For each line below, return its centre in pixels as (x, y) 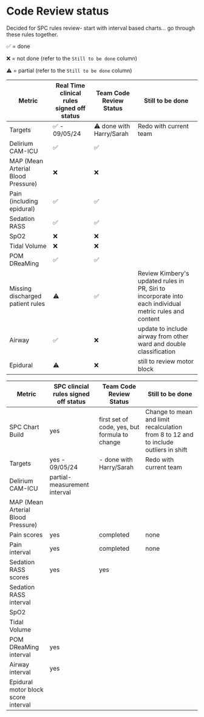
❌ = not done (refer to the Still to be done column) (72, 58)
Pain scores (26, 534)
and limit (158, 419)
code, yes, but (119, 427)
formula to (114, 434)
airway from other (163, 336)
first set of (114, 419)
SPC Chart (24, 427)
